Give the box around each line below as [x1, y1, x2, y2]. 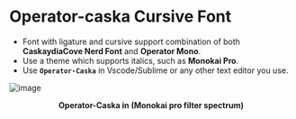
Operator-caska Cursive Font [9, 6, 232, 27]
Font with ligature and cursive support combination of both [22, 36, 241, 47]
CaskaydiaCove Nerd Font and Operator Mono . [22, 45, 202, 56]
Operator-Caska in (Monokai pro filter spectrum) [58, 99, 245, 110]
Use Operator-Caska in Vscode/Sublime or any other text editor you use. [22, 65, 289, 76]
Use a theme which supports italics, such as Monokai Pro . [22, 55, 239, 66]
